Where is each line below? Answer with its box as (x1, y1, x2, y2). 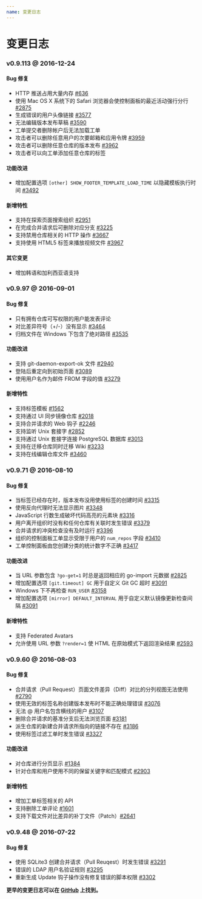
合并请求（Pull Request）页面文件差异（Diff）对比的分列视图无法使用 (15, 686, 188, 693)
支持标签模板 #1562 (15, 405, 64, 412)
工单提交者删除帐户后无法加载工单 (15, 126, 101, 134)
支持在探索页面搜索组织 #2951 (15, 217, 91, 224)
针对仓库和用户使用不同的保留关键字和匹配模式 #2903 (15, 767, 150, 774)
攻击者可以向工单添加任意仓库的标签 (15, 149, 106, 156)
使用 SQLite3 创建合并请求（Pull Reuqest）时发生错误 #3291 (15, 858, 166, 866)
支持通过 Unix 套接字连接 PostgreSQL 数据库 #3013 (15, 436, 144, 443)
